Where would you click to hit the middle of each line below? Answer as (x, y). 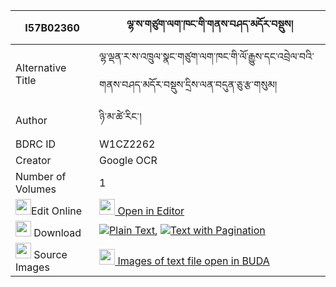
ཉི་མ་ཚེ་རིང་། (120, 116)
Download (57, 232)
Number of (41, 176)
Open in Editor (151, 211)
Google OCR (128, 160)
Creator (33, 160)
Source (50, 254)
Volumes (36, 189)
